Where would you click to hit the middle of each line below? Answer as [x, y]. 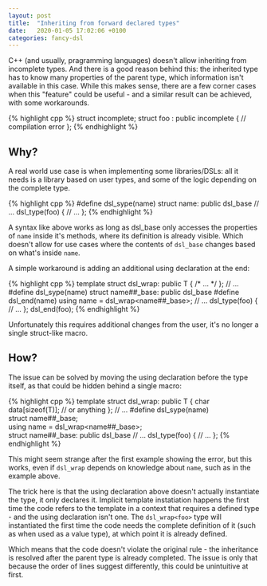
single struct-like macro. [48, 333]
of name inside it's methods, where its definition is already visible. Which [126, 236]
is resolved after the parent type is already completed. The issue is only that [133, 557]
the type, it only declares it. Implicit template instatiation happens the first [129, 500]
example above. [35, 476]
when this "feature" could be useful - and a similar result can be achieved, [130, 94]
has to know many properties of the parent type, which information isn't [126, 77]
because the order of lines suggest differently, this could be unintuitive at [128, 566]
